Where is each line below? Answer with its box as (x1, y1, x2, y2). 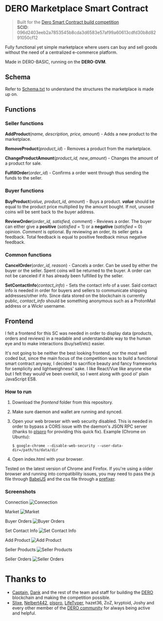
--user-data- (97, 444, 124, 448)
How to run (5, 388, 32, 395)
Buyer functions (5, 187, 44, 194)
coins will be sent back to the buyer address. (5, 209, 95, 215)
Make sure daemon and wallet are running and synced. (12, 409, 123, 415)
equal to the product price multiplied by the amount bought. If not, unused (5, 203, 154, 209)
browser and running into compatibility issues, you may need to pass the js (5, 471, 155, 477)
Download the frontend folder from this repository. (12, 399, 113, 405)
